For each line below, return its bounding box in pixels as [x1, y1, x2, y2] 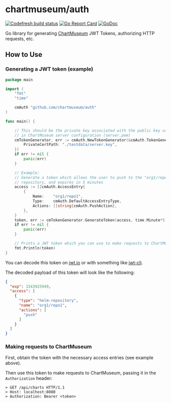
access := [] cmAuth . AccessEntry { [14, 184, 85, 190]
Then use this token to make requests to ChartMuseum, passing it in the [5, 370, 156, 376]
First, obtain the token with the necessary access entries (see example [5, 355, 154, 361]
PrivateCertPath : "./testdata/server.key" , [23, 142, 117, 147]
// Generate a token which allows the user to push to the [14, 175, 142, 180]
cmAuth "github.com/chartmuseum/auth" [14, 105, 97, 110]
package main [5, 77, 33, 82]
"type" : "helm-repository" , [18, 298, 79, 303]
